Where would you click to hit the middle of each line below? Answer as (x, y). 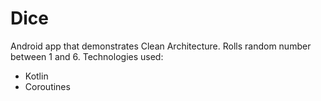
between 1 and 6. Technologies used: (87, 56)
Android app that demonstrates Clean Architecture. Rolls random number (161, 46)
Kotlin (36, 76)
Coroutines (47, 86)
